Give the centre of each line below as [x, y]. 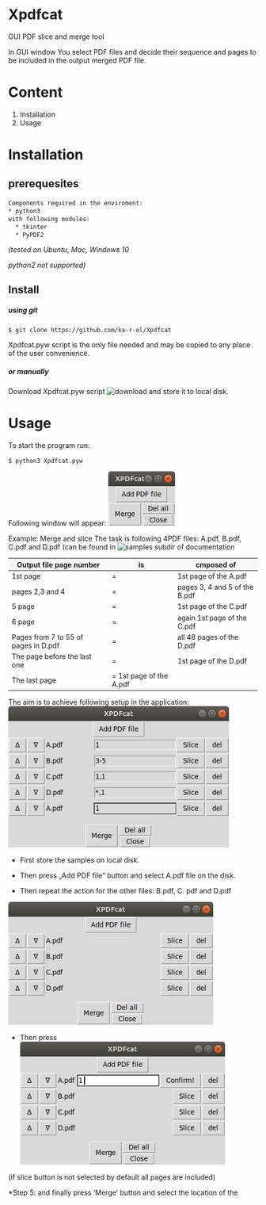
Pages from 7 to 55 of [47, 637]
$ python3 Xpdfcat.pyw [46, 461]
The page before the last [52, 656]
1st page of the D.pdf [213, 660]
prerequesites [44, 184]
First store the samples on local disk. [80, 860]
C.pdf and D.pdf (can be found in [62, 547]
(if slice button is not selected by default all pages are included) [112, 1177]
